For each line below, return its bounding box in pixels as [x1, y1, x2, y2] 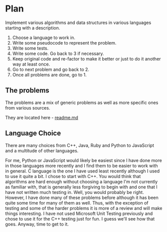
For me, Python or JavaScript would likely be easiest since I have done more [5, 157, 162, 163]
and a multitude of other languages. [5, 147, 79, 153]
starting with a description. [5, 24, 60, 30]
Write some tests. [12, 45, 49, 51]
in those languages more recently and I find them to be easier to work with [5, 162, 158, 168]
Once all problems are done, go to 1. [12, 71, 87, 77]
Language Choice [5, 129, 61, 137]
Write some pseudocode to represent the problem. [12, 39, 117, 45]
